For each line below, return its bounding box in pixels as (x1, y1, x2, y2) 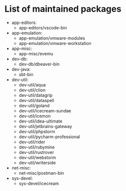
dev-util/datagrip (18, 92, 53, 98)
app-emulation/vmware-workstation (18, 40, 92, 46)
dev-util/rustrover (18, 149, 54, 155)
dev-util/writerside (18, 160, 56, 166)
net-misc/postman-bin (18, 170, 64, 176)
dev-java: (11, 66, 31, 72)
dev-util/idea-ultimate (18, 118, 63, 124)
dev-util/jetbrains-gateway (18, 123, 72, 129)
